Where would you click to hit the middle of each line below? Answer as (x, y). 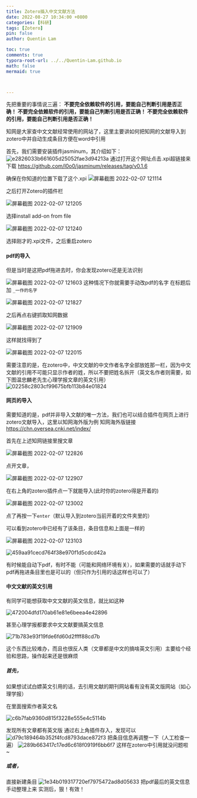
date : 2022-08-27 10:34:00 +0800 (47, 17)
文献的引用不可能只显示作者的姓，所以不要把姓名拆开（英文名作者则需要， (96, 372)
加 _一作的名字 (22, 290)
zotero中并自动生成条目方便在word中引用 (56, 139)
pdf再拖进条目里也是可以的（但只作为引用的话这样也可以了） (80, 572)
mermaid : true (23, 71)
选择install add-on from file (39, 216)
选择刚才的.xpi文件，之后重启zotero (49, 241)
